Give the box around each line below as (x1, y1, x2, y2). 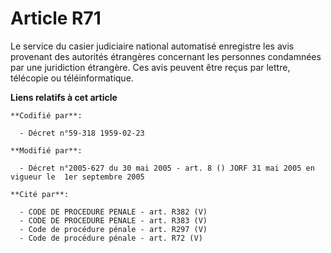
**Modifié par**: (10, 145, 83, 156)
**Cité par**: (10, 189, 70, 199)
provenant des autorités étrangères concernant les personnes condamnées (10, 50, 322, 62)
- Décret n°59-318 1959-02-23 (19, 128, 145, 138)
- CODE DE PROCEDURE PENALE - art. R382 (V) (19, 207, 208, 217)
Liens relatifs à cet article (10, 91, 118, 103)
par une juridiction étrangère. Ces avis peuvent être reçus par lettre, (10, 61, 291, 73)
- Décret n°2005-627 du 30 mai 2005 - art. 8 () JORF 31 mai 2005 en (19, 163, 315, 173)
